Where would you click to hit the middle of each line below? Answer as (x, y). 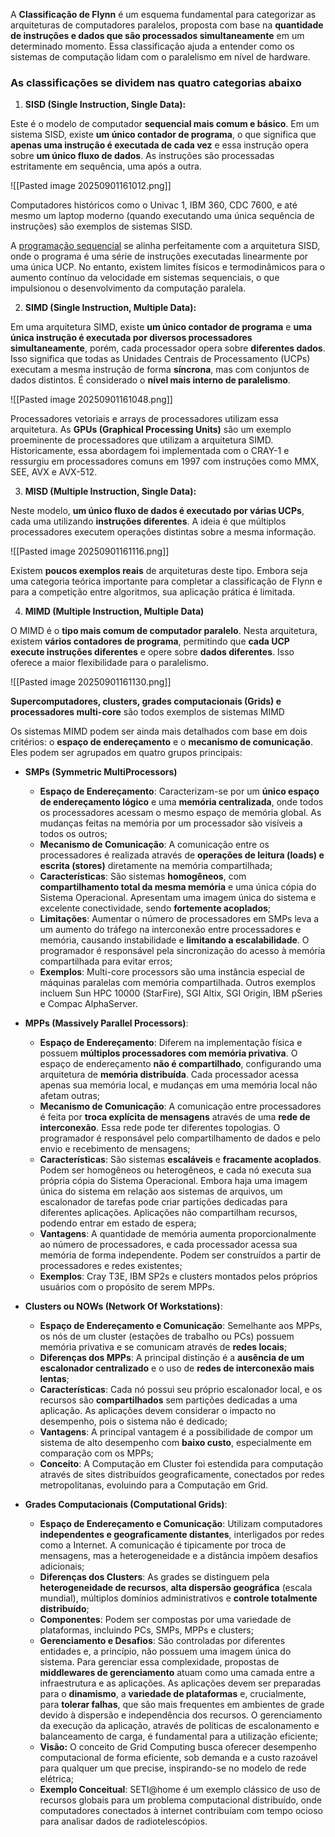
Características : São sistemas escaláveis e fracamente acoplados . (180, 1160)
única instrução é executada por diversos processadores (131, 338)
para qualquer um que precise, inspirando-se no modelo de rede (173, 1768)
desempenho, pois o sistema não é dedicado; (133, 1421)
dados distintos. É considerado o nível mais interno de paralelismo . (150, 380)
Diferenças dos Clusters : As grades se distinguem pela (154, 1577)
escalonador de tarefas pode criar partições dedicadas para (163, 1202)
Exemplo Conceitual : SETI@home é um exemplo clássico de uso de (180, 1790)
